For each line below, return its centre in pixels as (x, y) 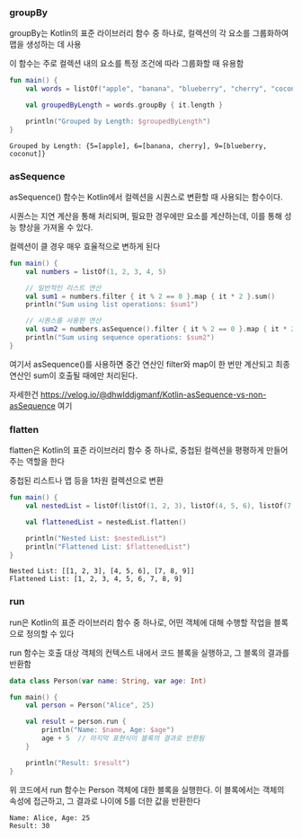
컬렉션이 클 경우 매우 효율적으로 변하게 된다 (85, 246)
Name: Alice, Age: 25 (50, 818)
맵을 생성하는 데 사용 (45, 44)
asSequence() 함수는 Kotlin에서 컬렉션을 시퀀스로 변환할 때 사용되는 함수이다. (146, 197)
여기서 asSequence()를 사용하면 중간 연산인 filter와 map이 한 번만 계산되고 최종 (150, 364)
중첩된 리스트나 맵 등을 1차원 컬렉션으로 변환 (87, 481)
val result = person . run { (76, 722)
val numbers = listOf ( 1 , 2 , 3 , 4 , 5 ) (96, 271)
